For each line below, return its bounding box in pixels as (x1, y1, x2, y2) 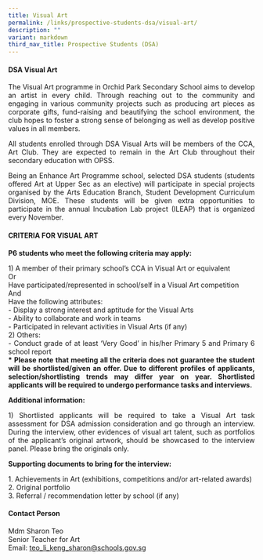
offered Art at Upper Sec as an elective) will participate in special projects (8, 180, 255, 189)
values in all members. (8, 124, 81, 133)
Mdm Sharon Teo (8, 526, 64, 536)
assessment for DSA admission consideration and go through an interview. (8, 419, 255, 428)
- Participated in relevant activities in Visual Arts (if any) (8, 322, 188, 331)
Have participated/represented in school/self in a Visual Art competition (8, 280, 240, 289)
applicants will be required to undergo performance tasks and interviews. (8, 380, 253, 389)
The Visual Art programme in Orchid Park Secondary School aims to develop (8, 82, 255, 92)
